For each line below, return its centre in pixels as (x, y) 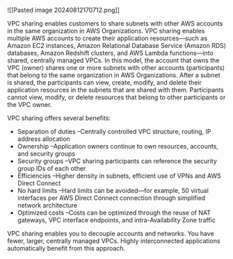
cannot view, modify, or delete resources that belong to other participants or (116, 97)
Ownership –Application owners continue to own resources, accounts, (118, 146)
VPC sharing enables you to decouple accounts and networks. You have (111, 233)
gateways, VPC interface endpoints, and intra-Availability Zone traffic (116, 220)
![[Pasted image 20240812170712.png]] (63, 10)
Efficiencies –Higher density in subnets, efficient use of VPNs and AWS (119, 176)
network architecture (47, 205)
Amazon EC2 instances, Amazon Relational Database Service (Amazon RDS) (117, 45)
